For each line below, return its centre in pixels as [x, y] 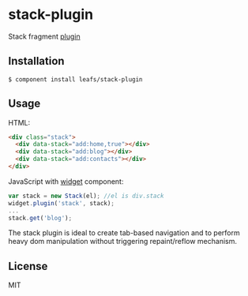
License [28, 266]
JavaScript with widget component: [66, 181]
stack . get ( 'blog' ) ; [40, 218]
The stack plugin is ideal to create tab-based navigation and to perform [124, 233]
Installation [36, 61]
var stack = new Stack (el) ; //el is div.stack [86, 196]
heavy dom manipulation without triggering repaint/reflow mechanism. [123, 242]
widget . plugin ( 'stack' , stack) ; [61, 203]
